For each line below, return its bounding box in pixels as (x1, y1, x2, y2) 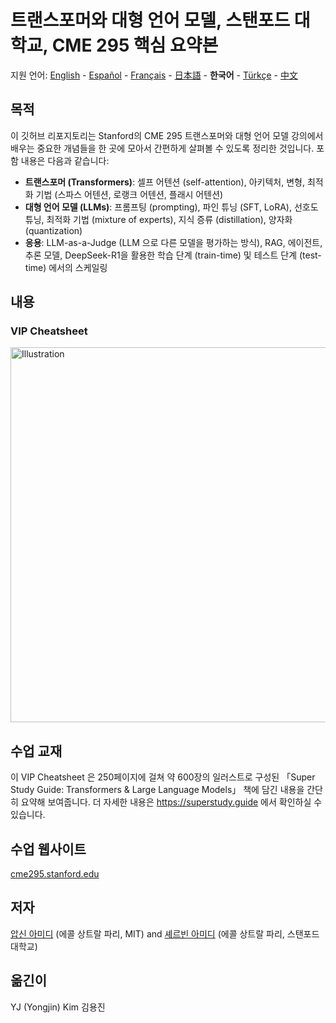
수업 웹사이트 (10, 841, 87, 858)
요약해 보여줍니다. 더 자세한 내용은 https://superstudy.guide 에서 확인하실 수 (20, 796, 323, 808)
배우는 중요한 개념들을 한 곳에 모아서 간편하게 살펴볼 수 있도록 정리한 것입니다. (10, 142, 315, 154)
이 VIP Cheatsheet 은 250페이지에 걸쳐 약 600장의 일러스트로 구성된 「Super (10, 771, 316, 783)
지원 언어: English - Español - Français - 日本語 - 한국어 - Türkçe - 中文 (10, 69, 298, 81)
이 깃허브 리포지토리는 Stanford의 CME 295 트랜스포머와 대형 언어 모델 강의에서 (10, 129, 324, 141)
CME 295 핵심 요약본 (51, 34, 219, 57)
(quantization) (24, 224, 83, 236)
